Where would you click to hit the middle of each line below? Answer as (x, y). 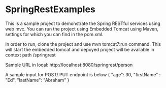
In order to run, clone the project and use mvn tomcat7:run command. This (83, 44)
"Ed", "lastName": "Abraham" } (37, 80)
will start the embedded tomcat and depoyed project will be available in (80, 49)
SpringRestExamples (50, 9)
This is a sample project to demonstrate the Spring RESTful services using (83, 23)
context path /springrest (30, 55)
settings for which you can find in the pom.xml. (54, 34)
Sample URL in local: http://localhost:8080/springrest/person (69, 65)
